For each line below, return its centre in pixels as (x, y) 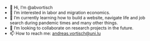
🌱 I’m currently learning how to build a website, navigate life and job (77, 18)
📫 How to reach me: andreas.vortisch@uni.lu (55, 33)
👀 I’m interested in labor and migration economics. (60, 13)
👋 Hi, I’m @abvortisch (31, 7)
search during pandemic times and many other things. (64, 23)
